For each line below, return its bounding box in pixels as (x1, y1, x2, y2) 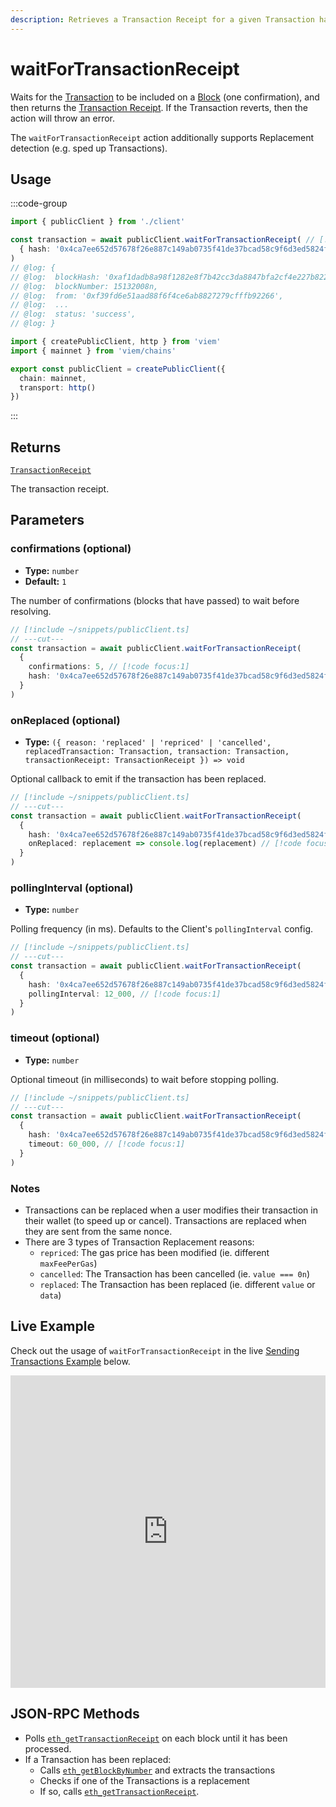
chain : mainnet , (19, 373, 87, 383)
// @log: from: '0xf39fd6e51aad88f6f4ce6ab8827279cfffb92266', (10, 291, 284, 301)
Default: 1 (24, 575, 67, 587)
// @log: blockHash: (10, 272, 101, 282)
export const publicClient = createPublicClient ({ (10, 364, 226, 374)
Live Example (10, 1318, 95, 1335)
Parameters (10, 512, 85, 529)
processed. (24, 1742, 72, 1755)
